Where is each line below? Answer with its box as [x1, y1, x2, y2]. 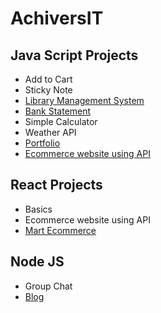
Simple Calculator [24, 116, 98, 127]
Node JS [10, 253, 65, 271]
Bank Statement [24, 105, 92, 117]
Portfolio [24, 137, 61, 149]
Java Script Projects [10, 47, 139, 64]
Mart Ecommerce [24, 224, 97, 236]
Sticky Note [24, 84, 73, 96]
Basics [24, 203, 53, 215]
